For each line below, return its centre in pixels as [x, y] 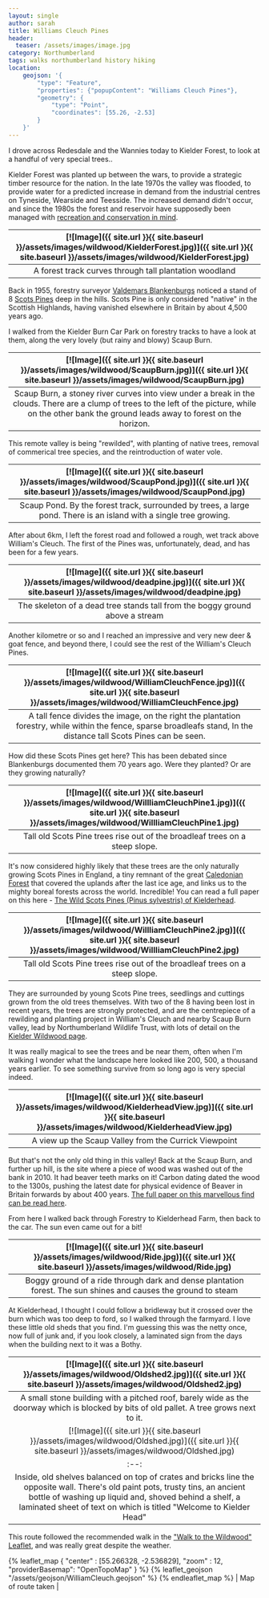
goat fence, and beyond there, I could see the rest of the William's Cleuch [130, 643]
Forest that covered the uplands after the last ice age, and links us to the [127, 882]
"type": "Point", [80, 105]
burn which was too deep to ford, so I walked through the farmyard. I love [129, 1318]
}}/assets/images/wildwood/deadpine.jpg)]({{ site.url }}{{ [134, 582]
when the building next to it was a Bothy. [75, 1344]
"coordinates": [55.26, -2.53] [103, 113]
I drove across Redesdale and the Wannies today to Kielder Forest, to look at [134, 150]
